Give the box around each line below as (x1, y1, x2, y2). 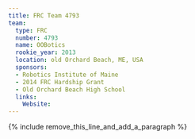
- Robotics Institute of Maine (15, 71, 119, 79)
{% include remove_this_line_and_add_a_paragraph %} (8, 122, 188, 132)
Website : (22, 100, 52, 108)
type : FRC (15, 26, 48, 34)
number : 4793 (15, 33, 59, 42)
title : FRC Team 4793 (8, 11, 80, 20)
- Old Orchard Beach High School (15, 85, 126, 94)
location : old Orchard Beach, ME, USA (15, 56, 144, 64)
